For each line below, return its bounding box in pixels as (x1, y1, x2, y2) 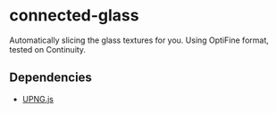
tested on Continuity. (9, 44, 87, 54)
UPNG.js (21, 93, 54, 104)
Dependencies (9, 70, 92, 85)
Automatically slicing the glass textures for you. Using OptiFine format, (9, 35, 270, 45)
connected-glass (9, 5, 139, 26)
